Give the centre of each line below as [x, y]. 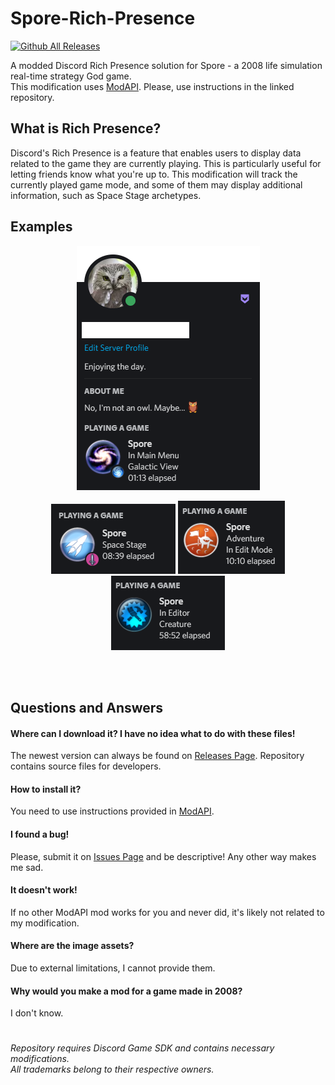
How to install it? [46, 789]
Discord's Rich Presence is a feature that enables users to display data [156, 153]
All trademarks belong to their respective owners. [112, 1069]
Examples [41, 227]
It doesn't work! [44, 890]
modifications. [40, 1059]
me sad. [27, 867]
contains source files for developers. [86, 766]
